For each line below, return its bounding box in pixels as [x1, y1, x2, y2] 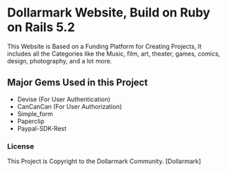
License [7, 141, 34, 151]
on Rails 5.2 [7, 19, 75, 35]
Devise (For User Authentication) [17, 95, 111, 103]
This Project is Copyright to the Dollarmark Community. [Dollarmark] [7, 157, 201, 166]
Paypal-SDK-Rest [17, 124, 67, 132]
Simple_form [17, 109, 53, 118]
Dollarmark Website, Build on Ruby [7, 5, 210, 21]
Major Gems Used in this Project [7, 77, 148, 89]
